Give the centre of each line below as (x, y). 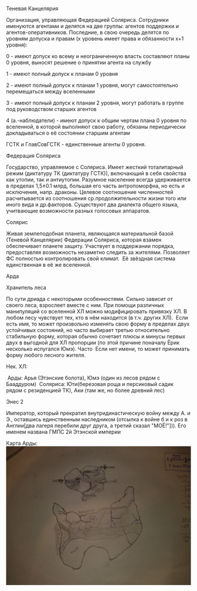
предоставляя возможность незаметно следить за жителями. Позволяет (98, 252)
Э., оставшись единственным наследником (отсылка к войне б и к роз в (97, 419)
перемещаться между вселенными (51, 91)
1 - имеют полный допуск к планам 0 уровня (62, 74)
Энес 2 (15, 402)
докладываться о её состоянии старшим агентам (68, 133)
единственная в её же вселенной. (49, 265)
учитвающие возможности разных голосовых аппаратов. (78, 211)
